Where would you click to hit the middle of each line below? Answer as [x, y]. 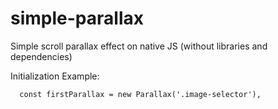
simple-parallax [77, 18]
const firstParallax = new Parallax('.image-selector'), [140, 94]
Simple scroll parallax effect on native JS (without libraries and [139, 46]
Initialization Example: [55, 76]
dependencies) [41, 56]
